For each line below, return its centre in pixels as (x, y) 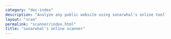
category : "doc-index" (29, 10)
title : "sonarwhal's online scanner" (45, 29)
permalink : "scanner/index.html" (41, 24)
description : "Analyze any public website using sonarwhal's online (79, 15)
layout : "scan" (21, 19)
